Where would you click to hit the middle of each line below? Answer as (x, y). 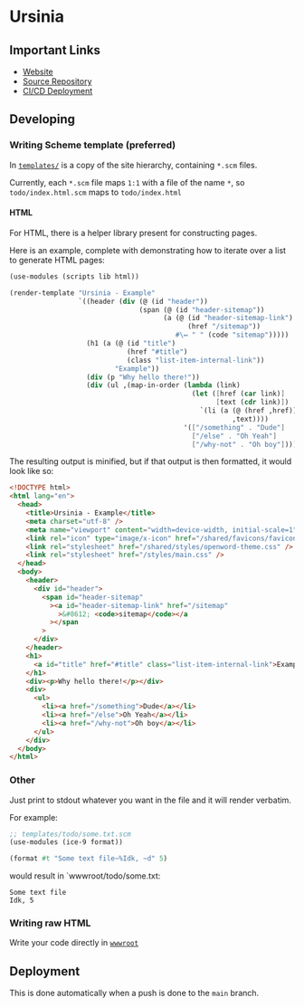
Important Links (55, 50)
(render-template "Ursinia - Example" (82, 293)
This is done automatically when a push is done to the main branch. (134, 993)
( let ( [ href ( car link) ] (238, 394)
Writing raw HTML (50, 923)
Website (38, 71)
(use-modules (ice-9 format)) (66, 842)
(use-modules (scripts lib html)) (75, 276)
